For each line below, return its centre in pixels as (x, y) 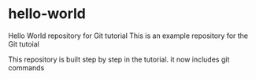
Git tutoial (24, 43)
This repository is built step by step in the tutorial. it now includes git (119, 59)
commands (26, 67)
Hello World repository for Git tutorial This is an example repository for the (128, 36)
